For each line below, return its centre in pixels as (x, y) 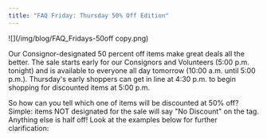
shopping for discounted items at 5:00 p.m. (79, 87)
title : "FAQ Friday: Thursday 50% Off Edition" (89, 15)
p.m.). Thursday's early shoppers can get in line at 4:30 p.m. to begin (122, 79)
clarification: (29, 128)
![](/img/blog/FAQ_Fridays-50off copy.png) (79, 38)
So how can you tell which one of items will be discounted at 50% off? (124, 102)
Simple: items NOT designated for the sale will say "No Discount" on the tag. (133, 111)
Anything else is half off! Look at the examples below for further (113, 119)
